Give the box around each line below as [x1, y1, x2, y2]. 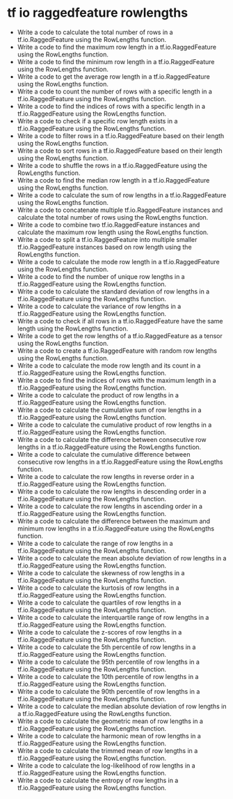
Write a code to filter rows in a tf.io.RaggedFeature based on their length [17, 131, 225, 140]
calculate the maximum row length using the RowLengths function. [17, 228, 209, 236]
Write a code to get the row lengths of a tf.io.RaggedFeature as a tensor [17, 331, 223, 340]
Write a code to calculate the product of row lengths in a [17, 390, 179, 399]
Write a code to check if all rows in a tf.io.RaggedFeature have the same [17, 317, 223, 325]
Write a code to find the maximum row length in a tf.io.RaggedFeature [17, 43, 217, 51]
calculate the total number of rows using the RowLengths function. [17, 213, 209, 221]
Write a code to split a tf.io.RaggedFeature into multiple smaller [17, 235, 198, 243]
